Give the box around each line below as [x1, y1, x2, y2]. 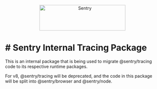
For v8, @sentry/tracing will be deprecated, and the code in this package [5, 73, 153, 79]
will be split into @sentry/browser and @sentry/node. [5, 78, 113, 84]
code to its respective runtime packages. [5, 64, 88, 69]
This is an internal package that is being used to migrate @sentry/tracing [5, 58, 152, 64]
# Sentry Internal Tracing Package [5, 42, 147, 53]
